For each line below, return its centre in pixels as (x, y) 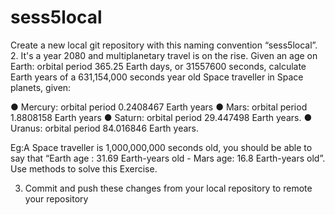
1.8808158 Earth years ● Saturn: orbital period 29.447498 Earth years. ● (161, 117)
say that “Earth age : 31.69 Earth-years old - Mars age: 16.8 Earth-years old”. (168, 158)
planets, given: (41, 87)
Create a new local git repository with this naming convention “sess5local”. (164, 45)
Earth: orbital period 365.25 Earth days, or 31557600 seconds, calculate (158, 66)
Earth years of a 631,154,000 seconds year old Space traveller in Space (157, 77)
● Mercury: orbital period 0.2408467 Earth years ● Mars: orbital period (159, 107)
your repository (56, 198)
